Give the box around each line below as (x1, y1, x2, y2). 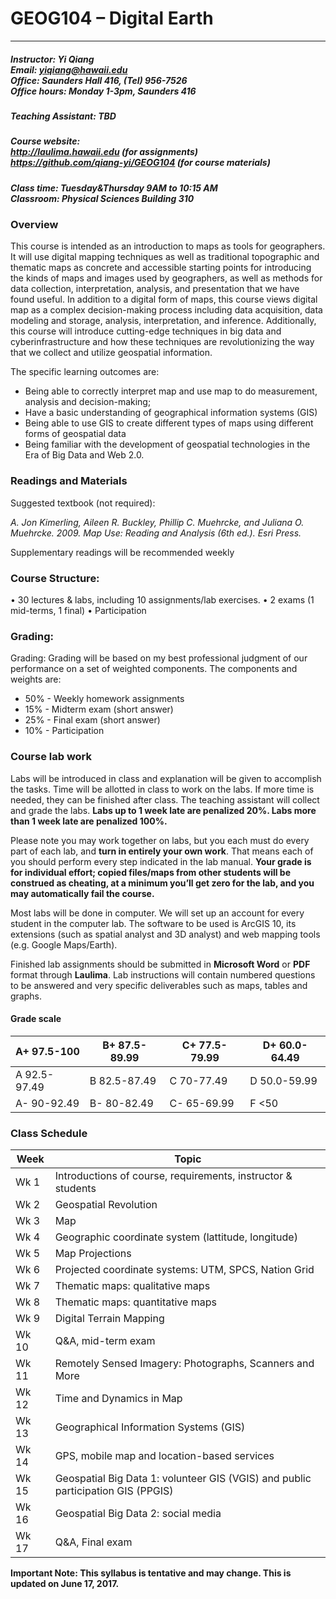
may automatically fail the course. (10, 887, 155, 899)
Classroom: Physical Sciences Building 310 (10, 192, 195, 204)
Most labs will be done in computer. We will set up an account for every (10, 907, 305, 919)
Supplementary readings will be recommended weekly (10, 546, 235, 558)
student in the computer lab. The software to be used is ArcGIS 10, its (10, 917, 297, 929)
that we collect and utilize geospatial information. (10, 347, 213, 359)
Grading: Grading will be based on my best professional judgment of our (10, 652, 308, 664)
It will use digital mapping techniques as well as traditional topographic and (10, 251, 320, 263)
